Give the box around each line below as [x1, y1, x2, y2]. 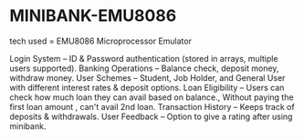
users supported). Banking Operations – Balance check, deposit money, [9, 63, 279, 74]
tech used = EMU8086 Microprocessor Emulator [9, 35, 192, 46]
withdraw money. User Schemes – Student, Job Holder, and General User [9, 72, 286, 83]
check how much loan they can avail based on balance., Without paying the [9, 92, 294, 103]
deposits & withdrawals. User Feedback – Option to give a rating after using [9, 111, 293, 122]
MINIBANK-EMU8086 [9, 5, 177, 26]
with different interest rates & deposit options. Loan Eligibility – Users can [9, 82, 285, 93]
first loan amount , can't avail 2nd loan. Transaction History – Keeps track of [9, 101, 295, 112]
